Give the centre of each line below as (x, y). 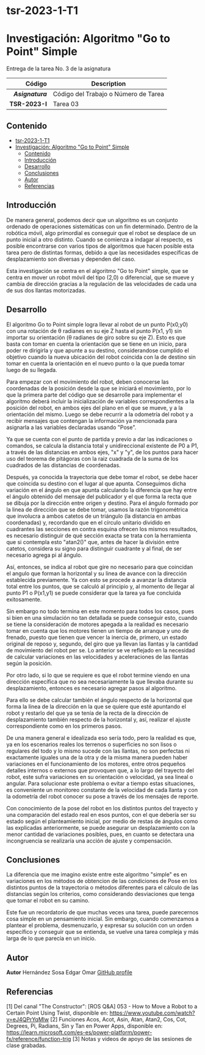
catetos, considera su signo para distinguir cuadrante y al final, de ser (94, 548)
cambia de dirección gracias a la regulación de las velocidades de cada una (102, 284)
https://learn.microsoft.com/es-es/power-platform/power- (79, 1032)
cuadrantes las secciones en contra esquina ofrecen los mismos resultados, (102, 529)
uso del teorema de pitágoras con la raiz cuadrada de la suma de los (92, 458)
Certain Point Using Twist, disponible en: (57, 1013)
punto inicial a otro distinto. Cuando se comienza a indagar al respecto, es (99, 239)
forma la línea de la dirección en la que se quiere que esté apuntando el (96, 706)
